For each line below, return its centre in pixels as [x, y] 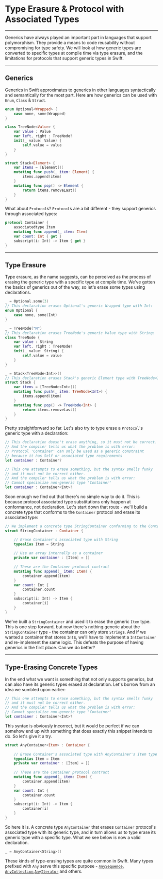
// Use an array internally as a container [58, 553]
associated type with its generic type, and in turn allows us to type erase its [81, 832]
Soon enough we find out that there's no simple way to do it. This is [72, 497]
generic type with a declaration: [37, 433]
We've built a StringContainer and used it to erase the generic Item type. [78, 621]
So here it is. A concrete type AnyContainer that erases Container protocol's [81, 827]
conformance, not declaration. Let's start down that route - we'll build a [76, 507]
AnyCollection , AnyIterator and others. [44, 871]
